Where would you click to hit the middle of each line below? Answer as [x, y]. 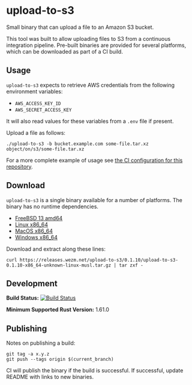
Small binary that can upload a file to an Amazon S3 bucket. [80, 27]
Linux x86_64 [31, 224]
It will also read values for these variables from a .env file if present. [90, 121]
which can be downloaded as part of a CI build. [64, 51]
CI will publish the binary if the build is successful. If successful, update [95, 371]
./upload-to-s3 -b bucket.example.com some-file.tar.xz [77, 144]
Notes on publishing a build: [41, 343]
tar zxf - [131, 265]
